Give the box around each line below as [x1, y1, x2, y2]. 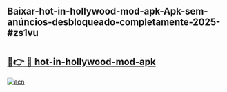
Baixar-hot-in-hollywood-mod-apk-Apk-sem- [7, 6, 208, 17]
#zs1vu [7, 27, 39, 39]
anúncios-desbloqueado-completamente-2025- [7, 17, 221, 28]
